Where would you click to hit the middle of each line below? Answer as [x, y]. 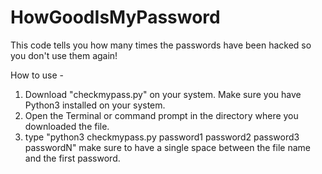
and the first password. [72, 158]
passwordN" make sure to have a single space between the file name [167, 147]
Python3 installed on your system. [95, 105]
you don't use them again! [64, 55]
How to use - [37, 75]
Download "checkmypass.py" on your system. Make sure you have [163, 94]
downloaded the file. [67, 126]
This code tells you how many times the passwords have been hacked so [161, 45]
